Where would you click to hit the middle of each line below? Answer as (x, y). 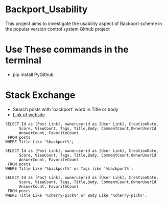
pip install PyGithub (33, 74)
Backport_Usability (46, 9)
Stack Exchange (40, 95)
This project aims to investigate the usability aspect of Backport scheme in (84, 23)
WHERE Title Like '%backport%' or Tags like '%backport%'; (69, 169)
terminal (23, 60)
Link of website (29, 115)
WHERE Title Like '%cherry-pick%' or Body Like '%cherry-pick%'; (76, 195)
